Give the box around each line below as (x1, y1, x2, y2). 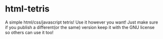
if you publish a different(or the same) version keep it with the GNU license (5, 24, 155, 30)
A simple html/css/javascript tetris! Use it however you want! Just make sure (5, 19, 158, 25)
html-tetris (5, 3, 50, 14)
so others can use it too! (5, 29, 54, 35)
